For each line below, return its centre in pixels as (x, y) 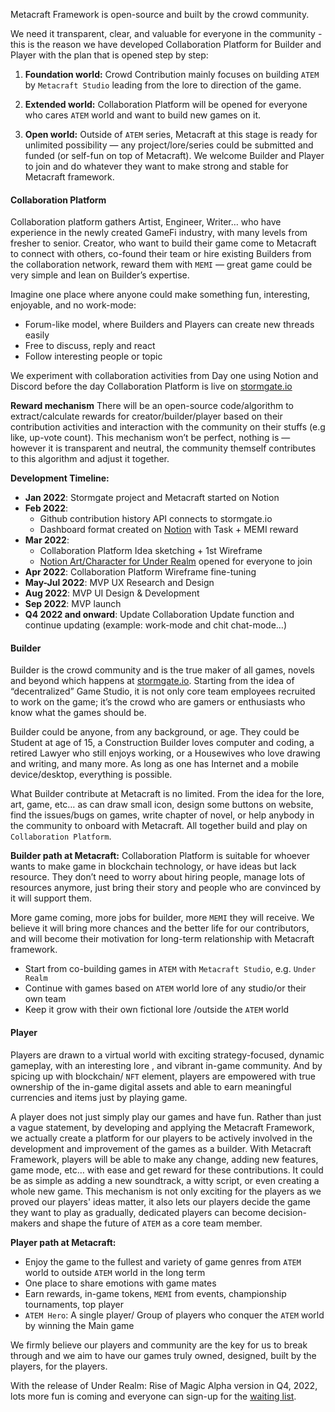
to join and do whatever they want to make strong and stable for (156, 166)
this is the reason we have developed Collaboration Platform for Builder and (166, 44)
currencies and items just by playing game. (99, 1097)
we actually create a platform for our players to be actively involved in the (161, 1138)
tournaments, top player (74, 1304)
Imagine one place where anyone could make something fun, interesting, (160, 295)
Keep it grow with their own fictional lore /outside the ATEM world (157, 1010)
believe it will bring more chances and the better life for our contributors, (160, 928)
